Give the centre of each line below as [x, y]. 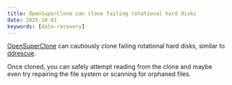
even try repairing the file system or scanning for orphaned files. [99, 74]
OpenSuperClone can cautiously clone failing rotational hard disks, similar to [116, 46]
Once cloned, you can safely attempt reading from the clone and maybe [110, 67]
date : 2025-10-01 [32, 20]
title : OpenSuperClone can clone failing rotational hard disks [102, 13]
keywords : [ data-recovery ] [46, 26]
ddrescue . [22, 53]
